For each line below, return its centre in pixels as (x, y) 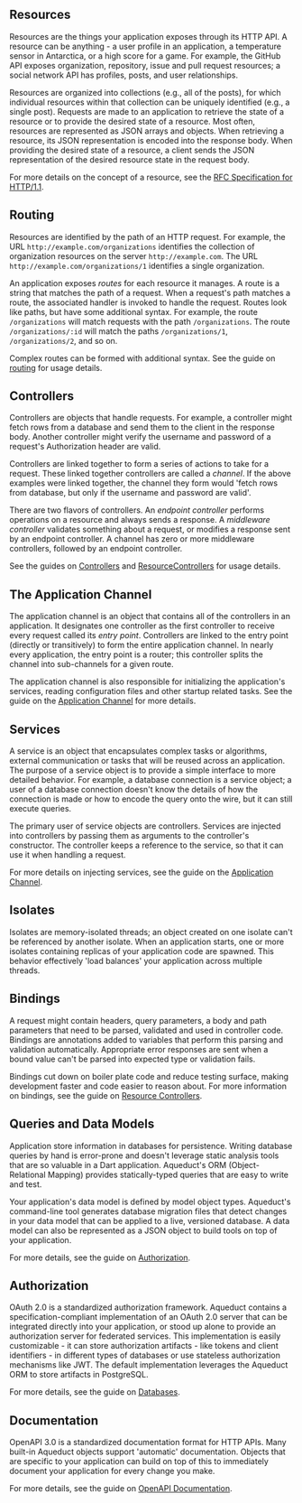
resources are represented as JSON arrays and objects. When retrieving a (147, 131)
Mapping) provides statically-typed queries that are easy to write (169, 1174)
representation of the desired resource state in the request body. (129, 159)
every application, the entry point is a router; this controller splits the (136, 654)
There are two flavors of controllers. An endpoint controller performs (137, 510)
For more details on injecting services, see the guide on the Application (142, 872)
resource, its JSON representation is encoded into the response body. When (151, 140)
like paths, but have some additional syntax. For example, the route (134, 311)
